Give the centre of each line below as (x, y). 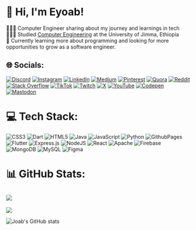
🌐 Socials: (25, 65)
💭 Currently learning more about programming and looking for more (87, 40)
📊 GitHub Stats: (46, 174)
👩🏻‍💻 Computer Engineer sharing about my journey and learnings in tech (93, 28)
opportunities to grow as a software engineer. (61, 47)
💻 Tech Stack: (42, 116)
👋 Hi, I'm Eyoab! (45, 12)
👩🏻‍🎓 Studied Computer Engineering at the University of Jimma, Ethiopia (93, 34)
